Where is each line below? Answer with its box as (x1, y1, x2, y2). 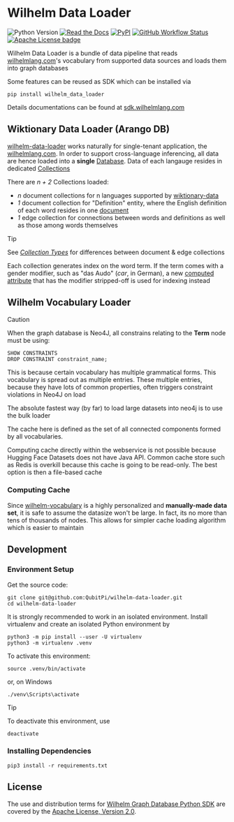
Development (7, 543, 68, 556)
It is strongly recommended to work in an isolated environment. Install (7, 612, 208, 621)
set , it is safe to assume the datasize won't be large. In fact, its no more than (7, 508, 227, 517)
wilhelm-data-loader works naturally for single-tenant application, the (7, 142, 207, 150)
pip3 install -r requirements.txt (7, 762, 108, 769)
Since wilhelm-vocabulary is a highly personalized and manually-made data (7, 501, 228, 509)
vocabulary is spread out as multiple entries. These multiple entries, (7, 375, 203, 383)
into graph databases (7, 64, 68, 72)
